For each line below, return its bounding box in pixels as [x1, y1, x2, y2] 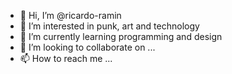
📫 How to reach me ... [19, 53, 113, 64]
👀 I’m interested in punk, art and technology [19, 20, 200, 32]
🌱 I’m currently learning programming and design [19, 31, 223, 42]
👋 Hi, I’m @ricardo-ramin [19, 10, 122, 21]
